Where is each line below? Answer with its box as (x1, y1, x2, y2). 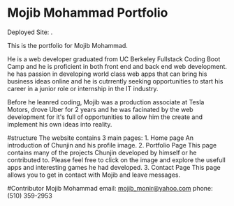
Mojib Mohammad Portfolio (7, 5, 168, 21)
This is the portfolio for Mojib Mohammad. (7, 41, 128, 49)
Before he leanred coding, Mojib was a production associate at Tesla (7, 97, 205, 106)
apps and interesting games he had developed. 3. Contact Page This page (7, 163, 221, 171)
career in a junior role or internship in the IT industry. (7, 84, 159, 93)
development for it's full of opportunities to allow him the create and (7, 113, 203, 121)
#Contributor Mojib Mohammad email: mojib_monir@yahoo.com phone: (7, 184, 213, 192)
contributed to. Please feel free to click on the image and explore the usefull (7, 155, 226, 164)
